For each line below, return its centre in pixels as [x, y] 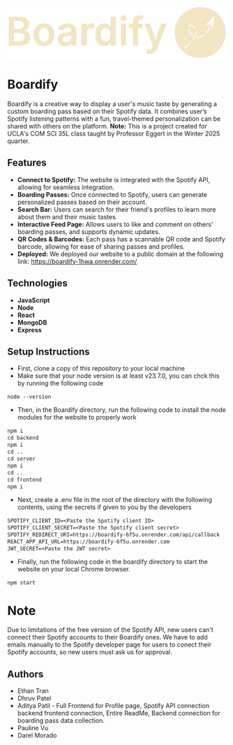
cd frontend [24, 480]
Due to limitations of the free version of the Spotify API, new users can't [111, 630]
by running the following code [60, 383]
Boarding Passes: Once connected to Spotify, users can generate [112, 194]
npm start [22, 583]
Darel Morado [37, 735]
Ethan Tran [33, 691]
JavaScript [33, 300]
